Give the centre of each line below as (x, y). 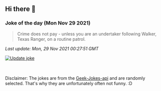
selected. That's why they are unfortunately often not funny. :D (69, 83)
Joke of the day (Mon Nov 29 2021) (48, 23)
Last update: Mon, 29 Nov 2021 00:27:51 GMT (52, 48)
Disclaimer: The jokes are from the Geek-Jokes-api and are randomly (75, 78)
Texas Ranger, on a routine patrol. (51, 39)
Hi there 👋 (20, 9)
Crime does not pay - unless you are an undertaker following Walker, (87, 34)
